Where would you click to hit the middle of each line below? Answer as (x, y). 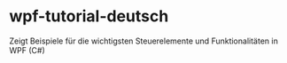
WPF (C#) (27, 50)
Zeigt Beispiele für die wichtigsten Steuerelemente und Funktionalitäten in (144, 41)
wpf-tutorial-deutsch (89, 16)
